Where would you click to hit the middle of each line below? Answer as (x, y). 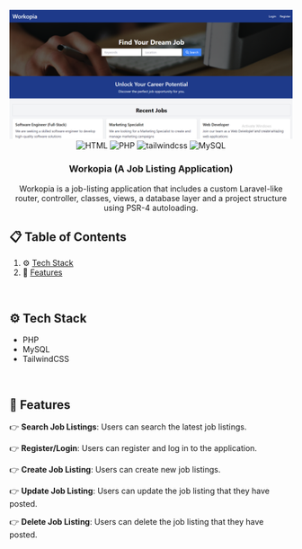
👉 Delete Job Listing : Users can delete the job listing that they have (137, 522)
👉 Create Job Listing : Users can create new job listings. (115, 470)
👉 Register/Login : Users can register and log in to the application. (133, 448)
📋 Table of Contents (68, 237)
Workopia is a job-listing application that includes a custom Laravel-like (151, 189)
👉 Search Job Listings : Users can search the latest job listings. (128, 427)
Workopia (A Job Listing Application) (151, 169)
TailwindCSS (46, 359)
